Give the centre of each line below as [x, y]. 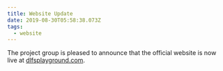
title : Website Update [40, 14]
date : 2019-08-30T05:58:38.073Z [54, 20]
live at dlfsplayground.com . [46, 61]
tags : [15, 26]
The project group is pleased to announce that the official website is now [112, 53]
